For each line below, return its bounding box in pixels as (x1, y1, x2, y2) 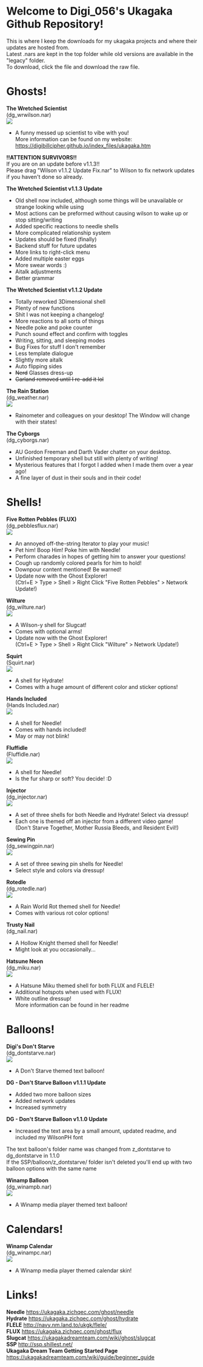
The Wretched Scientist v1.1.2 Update (6, 286, 103, 293)
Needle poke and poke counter (15, 324, 93, 331)
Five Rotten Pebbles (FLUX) (6, 516, 77, 523)
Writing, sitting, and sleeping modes (15, 337, 105, 344)
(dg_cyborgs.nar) (6, 436, 50, 444)
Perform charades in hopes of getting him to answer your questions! (15, 553, 186, 560)
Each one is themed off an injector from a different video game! (15, 817, 174, 825)
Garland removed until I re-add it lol (15, 376, 104, 383)
